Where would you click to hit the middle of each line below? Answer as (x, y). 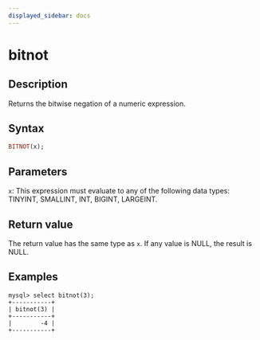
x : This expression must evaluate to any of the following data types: (119, 191)
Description (38, 84)
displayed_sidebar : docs (49, 16)
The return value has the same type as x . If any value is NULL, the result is (130, 243)
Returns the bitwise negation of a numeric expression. (97, 104)
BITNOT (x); (26, 147)
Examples (33, 277)
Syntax (26, 129)
